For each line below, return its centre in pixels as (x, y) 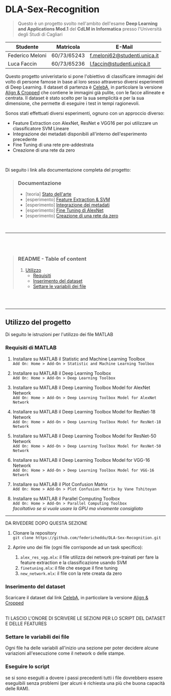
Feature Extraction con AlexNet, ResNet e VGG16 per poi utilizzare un (85, 123)
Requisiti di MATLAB (31, 348)
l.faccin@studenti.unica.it (120, 64)
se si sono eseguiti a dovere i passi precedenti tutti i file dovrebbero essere (84, 678)
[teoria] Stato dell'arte (48, 194)
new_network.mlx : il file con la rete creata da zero (71, 573)
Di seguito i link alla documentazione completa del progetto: (68, 170)
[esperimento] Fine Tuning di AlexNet (64, 210)
